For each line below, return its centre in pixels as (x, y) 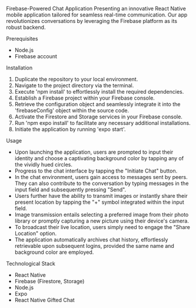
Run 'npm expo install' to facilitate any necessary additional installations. (102, 123)
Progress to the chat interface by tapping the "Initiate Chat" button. (96, 171)
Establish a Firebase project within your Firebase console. (84, 98)
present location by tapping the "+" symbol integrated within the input (99, 202)
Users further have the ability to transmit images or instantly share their (101, 196)
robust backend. (26, 27)
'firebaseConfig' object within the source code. (72, 110)
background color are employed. (54, 252)
